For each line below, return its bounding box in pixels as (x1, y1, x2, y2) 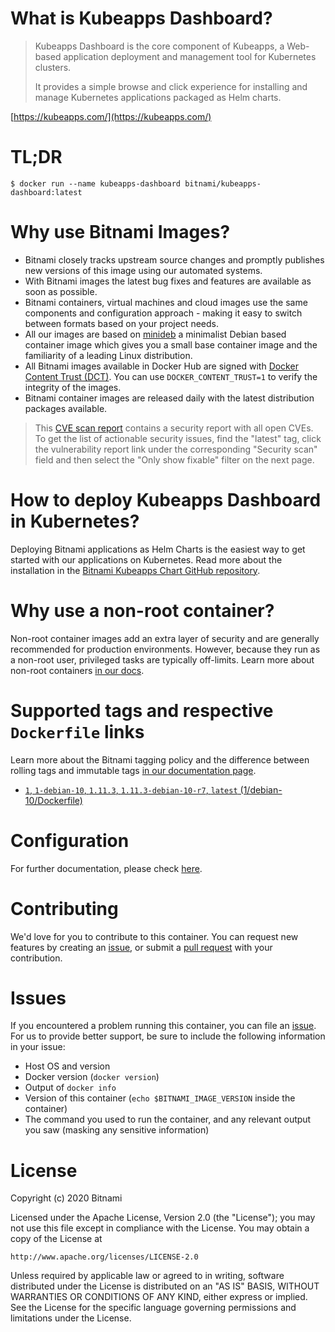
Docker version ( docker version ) (24, 1071, 160, 1083)
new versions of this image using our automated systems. (24, 264, 263, 276)
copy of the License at (10, 1233, 103, 1245)
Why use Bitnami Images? (10, 221, 231, 244)
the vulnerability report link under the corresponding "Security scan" (34, 443, 318, 455)
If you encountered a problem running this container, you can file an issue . (10, 1020, 317, 1032)
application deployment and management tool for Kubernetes (63, 50, 317, 62)
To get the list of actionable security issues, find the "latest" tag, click (34, 432, 322, 444)
